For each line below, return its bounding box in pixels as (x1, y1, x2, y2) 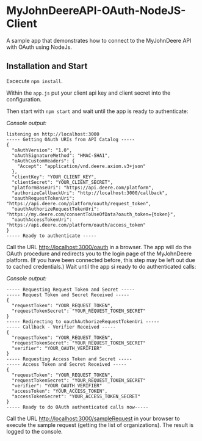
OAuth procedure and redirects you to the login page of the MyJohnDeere (6, 250, 192, 257)
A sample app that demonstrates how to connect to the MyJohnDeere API (6, 37, 192, 44)
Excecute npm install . (6, 77, 63, 84)
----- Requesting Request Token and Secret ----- (6, 286, 135, 293)
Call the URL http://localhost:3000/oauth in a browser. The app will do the (6, 243, 192, 250)
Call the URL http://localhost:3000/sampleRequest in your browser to (6, 415, 180, 422)
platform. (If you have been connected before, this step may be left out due (6, 256, 195, 263)
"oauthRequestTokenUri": (12, 195, 75, 202)
